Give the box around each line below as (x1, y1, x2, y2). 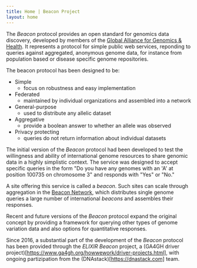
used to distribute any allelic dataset (23, 110, 112, 117)
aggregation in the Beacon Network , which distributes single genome (6, 188, 174, 196)
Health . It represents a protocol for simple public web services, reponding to (6, 42, 191, 50)
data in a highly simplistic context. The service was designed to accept (6, 158, 178, 166)
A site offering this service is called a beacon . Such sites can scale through (6, 182, 189, 189)
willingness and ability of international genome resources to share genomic (6, 152, 188, 159)
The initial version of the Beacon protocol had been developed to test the (6, 145, 183, 153)
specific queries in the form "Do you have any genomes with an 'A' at (6, 164, 173, 171)
